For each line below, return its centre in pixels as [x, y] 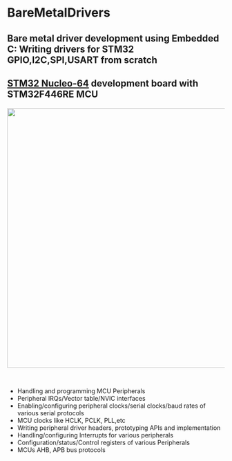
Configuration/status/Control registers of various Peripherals [103, 442]
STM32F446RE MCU [53, 94]
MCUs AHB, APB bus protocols [61, 450]
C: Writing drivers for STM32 [71, 49]
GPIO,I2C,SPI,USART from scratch [82, 60]
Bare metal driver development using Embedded [113, 38]
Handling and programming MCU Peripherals [81, 391]
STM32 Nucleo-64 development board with [103, 83]
